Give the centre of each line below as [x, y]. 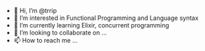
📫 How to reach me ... [45, 40]
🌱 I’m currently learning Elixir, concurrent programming [91, 25]
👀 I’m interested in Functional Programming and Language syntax [106, 18]
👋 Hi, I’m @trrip [35, 11]
